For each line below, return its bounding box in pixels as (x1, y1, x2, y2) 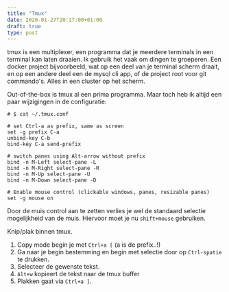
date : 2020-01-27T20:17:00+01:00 (7, 16, 103, 23)
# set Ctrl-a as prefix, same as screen (7, 123, 125, 130)
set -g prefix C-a (7, 129, 60, 136)
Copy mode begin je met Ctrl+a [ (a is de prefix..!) (16, 241, 161, 249)
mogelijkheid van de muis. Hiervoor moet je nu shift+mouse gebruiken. (7, 214, 206, 223)
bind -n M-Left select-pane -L (7, 159, 97, 166)
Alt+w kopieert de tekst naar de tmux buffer (16, 270, 140, 278)
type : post (7, 29, 38, 36)
